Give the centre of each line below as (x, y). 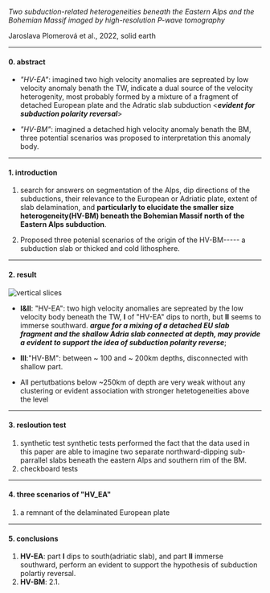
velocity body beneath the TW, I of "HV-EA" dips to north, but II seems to (141, 316)
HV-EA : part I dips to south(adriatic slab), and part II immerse (121, 556)
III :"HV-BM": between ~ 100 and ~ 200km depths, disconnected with (134, 358)
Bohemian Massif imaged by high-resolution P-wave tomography (117, 20)
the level (34, 399)
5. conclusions (33, 538)
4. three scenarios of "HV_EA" (60, 495)
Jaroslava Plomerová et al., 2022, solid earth (82, 36)
